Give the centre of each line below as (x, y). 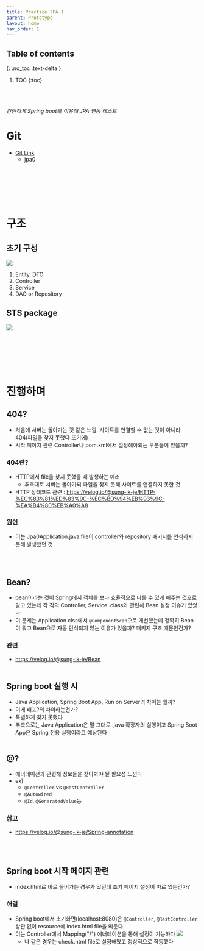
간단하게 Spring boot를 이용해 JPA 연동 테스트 (62, 111)
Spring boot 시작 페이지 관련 (58, 871)
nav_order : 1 (23, 29)
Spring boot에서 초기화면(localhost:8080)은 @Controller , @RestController (106, 919)
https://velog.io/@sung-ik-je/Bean (58, 659)
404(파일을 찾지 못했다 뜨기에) (51, 437)
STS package (32, 313)
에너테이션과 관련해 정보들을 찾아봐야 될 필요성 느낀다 (79, 774)
